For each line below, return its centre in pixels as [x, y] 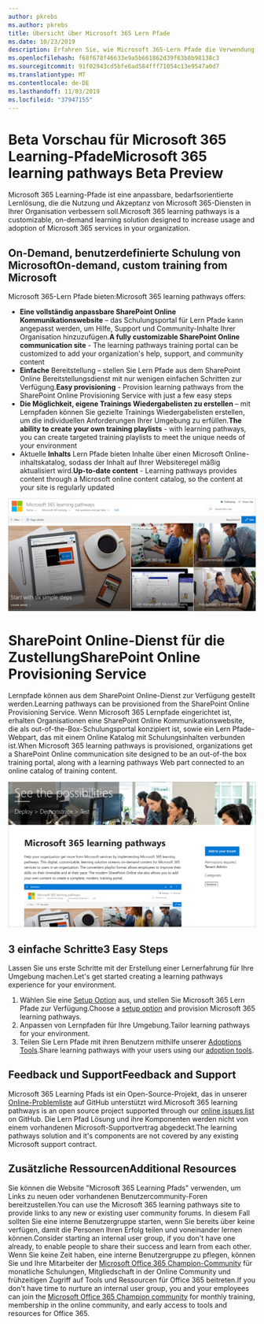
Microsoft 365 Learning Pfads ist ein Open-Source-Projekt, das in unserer [128, 1093]
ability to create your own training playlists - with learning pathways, [133, 429]
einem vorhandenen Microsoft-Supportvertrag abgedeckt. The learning [123, 1127]
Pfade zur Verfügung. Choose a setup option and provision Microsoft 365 [137, 1008]
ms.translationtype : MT [47, 75]
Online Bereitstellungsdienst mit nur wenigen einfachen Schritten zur [130, 379]
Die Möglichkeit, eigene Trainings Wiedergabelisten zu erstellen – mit [135, 404]
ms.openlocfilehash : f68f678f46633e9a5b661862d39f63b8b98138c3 [114, 58]
